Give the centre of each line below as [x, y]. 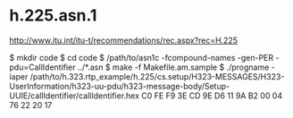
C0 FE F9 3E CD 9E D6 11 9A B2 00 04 [212, 96]
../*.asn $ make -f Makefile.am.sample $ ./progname [173, 67]
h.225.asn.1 [53, 16]
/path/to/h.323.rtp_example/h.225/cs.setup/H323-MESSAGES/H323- [157, 76]
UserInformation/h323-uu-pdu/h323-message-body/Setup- [120, 86]
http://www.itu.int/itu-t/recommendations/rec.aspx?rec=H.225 [124, 40]
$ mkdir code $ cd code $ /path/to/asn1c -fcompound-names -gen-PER [142, 57]
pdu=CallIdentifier [42, 67]
